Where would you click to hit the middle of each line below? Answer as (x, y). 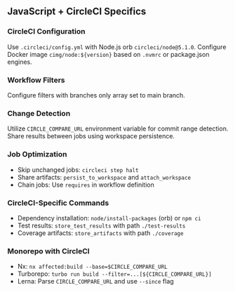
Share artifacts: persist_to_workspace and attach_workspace (104, 177)
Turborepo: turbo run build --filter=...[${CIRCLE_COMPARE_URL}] (114, 274)
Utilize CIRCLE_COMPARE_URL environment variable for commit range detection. (118, 128)
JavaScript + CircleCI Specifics (77, 12)
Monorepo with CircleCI (48, 251)
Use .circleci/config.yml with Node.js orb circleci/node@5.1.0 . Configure (117, 47)
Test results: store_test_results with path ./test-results (101, 225)
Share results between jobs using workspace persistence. (91, 136)
